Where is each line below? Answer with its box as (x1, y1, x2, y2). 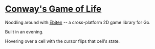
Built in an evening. (5, 29, 44, 34)
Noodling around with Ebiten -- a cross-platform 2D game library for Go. (5, 19, 151, 25)
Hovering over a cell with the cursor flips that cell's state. (5, 38, 120, 44)
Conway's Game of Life (5, 3, 102, 15)
